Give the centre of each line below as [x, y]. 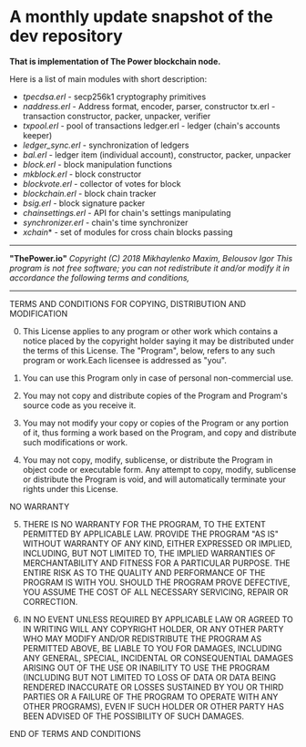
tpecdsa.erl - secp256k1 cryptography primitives [114, 97]
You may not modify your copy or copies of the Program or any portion [155, 423]
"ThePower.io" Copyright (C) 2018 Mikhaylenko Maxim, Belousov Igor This [151, 258]
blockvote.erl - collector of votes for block [102, 183]
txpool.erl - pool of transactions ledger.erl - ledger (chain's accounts [151, 126]
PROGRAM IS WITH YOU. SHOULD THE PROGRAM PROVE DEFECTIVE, [156, 582]
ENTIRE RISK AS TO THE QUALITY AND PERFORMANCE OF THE [144, 572]
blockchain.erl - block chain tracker [89, 193]
